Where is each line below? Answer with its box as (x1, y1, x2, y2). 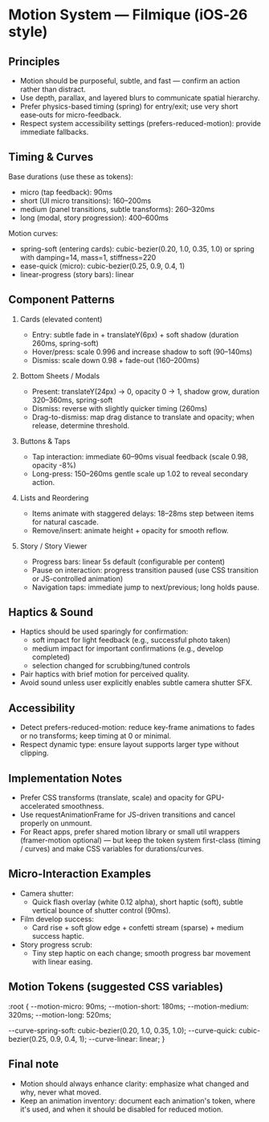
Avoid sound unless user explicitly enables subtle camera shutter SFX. (19, 678, 253, 687)
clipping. (19, 749, 50, 758)
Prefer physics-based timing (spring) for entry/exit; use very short (19, 102, 238, 111)
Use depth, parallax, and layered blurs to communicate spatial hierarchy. (19, 93, 260, 102)
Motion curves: (8, 228, 59, 238)
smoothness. (61, 802, 104, 811)
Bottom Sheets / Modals (19, 371, 100, 381)
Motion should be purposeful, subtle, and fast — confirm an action (19, 76, 241, 85)
